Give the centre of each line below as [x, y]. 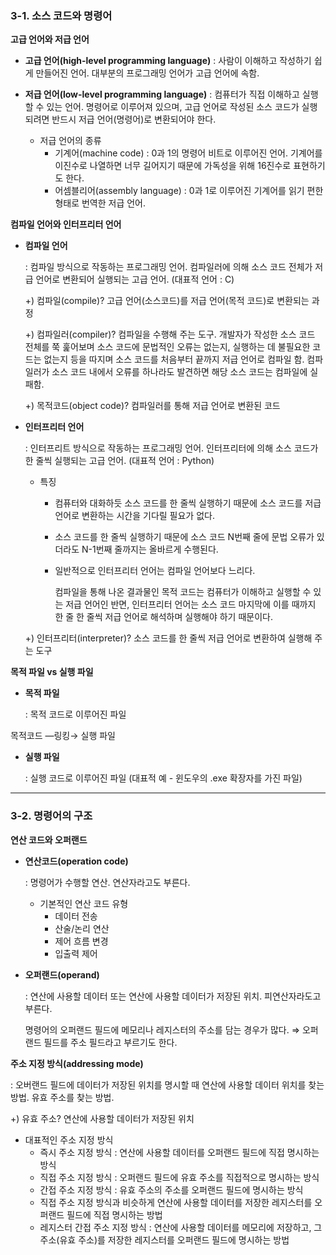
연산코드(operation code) [76, 861]
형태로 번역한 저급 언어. [100, 203]
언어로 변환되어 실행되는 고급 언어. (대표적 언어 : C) [135, 279]
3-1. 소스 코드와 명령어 [61, 15]
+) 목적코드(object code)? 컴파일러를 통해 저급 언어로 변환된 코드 [152, 406]
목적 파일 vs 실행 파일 [52, 672]
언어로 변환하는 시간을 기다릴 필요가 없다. [134, 516]
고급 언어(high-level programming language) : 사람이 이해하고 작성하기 [168, 61]
